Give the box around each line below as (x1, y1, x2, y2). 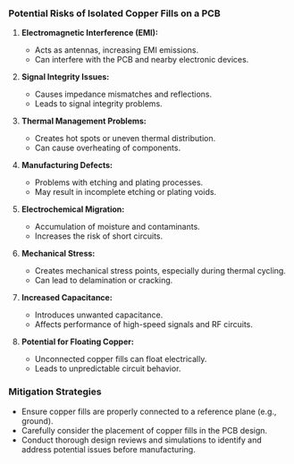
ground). (21, 415, 55, 426)
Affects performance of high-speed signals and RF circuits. (34, 319, 254, 330)
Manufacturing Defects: (21, 160, 113, 171)
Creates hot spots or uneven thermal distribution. (34, 133, 216, 144)
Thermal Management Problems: (21, 115, 147, 127)
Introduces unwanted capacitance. (34, 309, 164, 320)
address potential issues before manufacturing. (21, 443, 196, 454)
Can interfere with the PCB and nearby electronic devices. (34, 55, 249, 65)
